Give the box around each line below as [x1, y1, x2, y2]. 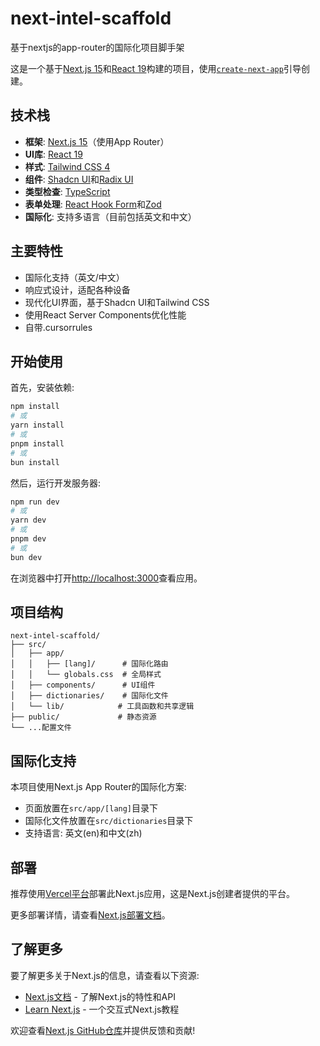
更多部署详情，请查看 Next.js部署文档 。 [10, 909, 171, 921]
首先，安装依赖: [10, 382, 75, 394]
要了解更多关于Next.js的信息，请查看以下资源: [10, 969, 200, 981]
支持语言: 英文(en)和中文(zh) [24, 827, 143, 839]
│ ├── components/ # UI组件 [10, 680, 156, 691]
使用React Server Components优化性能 [24, 308, 187, 321]
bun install [10, 457, 60, 467]
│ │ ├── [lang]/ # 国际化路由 [10, 659, 169, 669]
